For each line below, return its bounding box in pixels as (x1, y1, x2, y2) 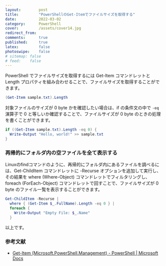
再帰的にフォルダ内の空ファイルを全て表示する (5, 149, 118, 156)
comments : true (5, 35, 48, 40)
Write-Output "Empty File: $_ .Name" (14, 210, 91, 215)
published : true (5, 40, 48, 45)
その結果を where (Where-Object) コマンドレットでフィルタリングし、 (5, 174, 151, 180)
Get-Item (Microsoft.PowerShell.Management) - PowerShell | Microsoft (12, 250, 159, 256)
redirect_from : (5, 30, 37, 35)
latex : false (5, 44, 50, 49)
